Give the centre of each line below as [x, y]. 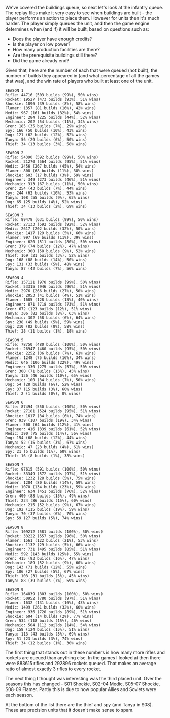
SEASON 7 [14, 465]
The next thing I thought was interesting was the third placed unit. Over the [83, 679]
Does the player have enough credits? [52, 39]
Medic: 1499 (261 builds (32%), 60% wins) [51, 607]
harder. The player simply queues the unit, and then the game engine [77, 23]
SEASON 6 [14, 402]
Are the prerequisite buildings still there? [55, 55]
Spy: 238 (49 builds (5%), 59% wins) [45, 322]
